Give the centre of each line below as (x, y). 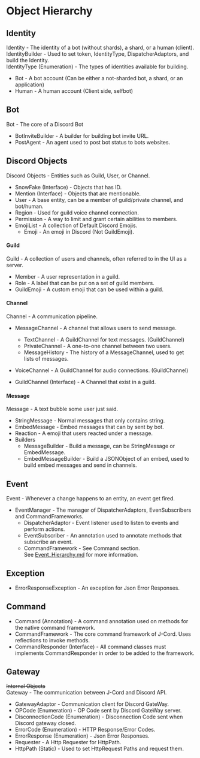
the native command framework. (55, 627)
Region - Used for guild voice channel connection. (77, 212)
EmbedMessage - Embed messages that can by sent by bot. (89, 427)
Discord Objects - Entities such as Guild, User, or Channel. (78, 176)
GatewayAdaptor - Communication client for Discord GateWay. (92, 704)
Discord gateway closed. (46, 723)
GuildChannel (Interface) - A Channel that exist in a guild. (85, 382)
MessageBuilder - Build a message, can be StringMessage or (99, 446)
